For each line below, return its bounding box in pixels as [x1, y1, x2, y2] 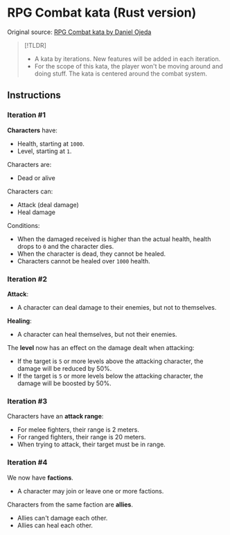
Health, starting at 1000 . [17, 139, 85, 148]
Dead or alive [17, 173, 55, 182]
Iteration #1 [7, 110, 46, 120]
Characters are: [7, 160, 52, 168]
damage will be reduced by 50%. [17, 364, 112, 372]
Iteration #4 [7, 457, 48, 467]
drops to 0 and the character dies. [17, 242, 114, 250]
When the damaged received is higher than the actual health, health [17, 234, 211, 243]
